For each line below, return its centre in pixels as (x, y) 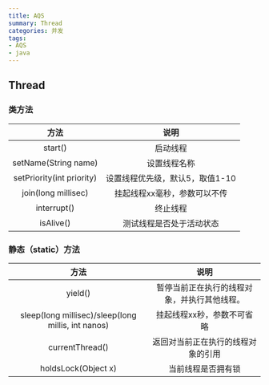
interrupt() (55, 208)
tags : (17, 38)
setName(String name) (55, 163)
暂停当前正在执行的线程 (200, 287)
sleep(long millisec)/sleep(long (78, 315)
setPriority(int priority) (55, 177)
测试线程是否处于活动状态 (171, 223)
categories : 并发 (36, 30)
